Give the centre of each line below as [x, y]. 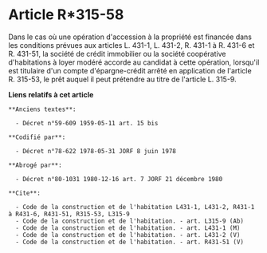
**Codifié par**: [37, 137]
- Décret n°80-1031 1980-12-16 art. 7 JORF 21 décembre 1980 [119, 179]
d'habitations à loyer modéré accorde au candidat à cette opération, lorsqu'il [134, 62]
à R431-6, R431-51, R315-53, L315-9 [69, 214]
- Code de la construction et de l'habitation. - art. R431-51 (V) [130, 242]
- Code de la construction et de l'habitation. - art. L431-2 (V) [128, 235]
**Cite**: [25, 193]
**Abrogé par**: [35, 165]
